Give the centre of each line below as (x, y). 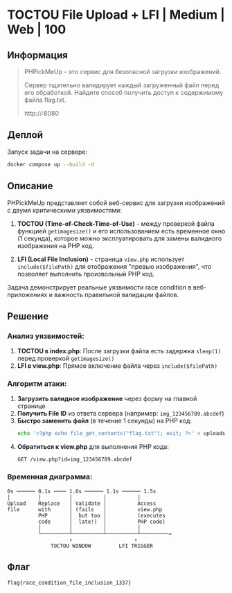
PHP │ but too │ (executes (102, 515)
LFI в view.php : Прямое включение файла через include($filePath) (117, 366)
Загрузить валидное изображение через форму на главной (107, 399)
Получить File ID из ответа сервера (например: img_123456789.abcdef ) (121, 414)
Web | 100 (37, 29)
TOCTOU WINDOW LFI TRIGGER (102, 546)
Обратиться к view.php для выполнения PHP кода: (93, 447)
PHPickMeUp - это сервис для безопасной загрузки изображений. (123, 72)
